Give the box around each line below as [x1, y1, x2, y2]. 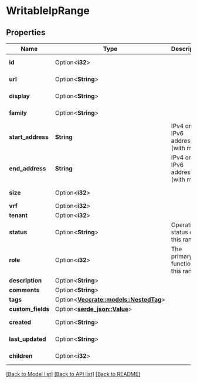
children [9, 352, 33, 360]
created [9, 318, 31, 326]
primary [171, 252, 193, 260]
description [9, 276, 42, 285]
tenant [9, 211, 28, 219]
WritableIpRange [6, 4, 90, 18]
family [9, 109, 28, 117]
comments [9, 286, 40, 294]
